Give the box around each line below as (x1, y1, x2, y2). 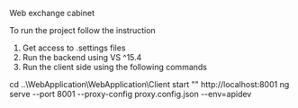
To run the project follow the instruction (9, 25, 156, 35)
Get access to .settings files (22, 42, 126, 53)
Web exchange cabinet (9, 8, 95, 18)
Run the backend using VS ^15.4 (22, 52, 142, 62)
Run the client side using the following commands (22, 62, 207, 72)
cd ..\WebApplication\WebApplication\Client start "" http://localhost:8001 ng (9, 79, 290, 89)
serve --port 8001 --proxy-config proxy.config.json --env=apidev (9, 89, 252, 99)
